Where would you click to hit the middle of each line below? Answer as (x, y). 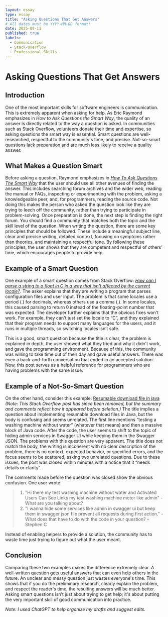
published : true (22, 33)
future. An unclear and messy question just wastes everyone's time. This (80, 578)
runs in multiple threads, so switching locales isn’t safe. (62, 329)
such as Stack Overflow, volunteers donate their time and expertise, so (78, 129)
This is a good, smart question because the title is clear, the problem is (78, 338)
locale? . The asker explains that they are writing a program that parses (78, 291)
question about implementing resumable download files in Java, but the (79, 414)
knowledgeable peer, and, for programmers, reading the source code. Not (81, 199)
